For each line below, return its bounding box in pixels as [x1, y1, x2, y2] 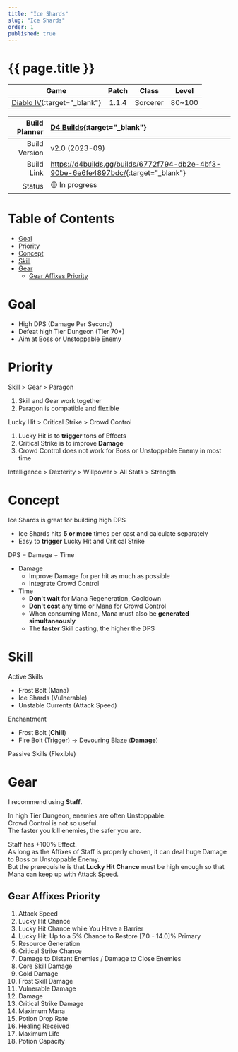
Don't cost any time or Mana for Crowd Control [28, 602, 167, 610]
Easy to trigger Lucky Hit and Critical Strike [18, 537, 145, 545]
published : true [8, 30, 56, 37]
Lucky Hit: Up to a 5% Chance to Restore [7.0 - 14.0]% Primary [18, 931, 201, 940]
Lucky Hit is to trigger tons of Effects [18, 431, 126, 440]
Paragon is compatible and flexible [18, 404, 119, 412]
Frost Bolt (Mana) [18, 686, 69, 694]
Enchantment [8, 715, 47, 723]
